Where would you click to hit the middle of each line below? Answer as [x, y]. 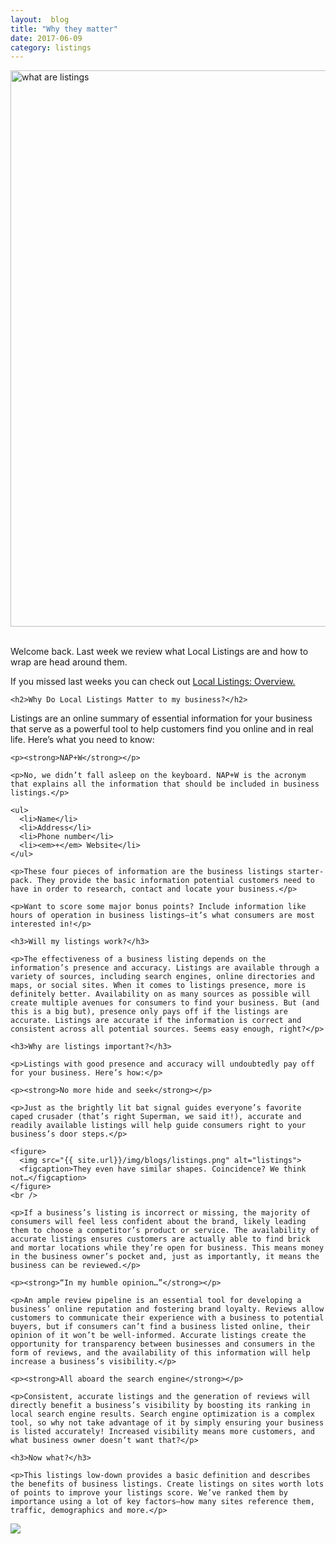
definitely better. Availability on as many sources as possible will [160, 994]
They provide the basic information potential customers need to [175, 881]
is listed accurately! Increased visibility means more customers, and [162, 1432]
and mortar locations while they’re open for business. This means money [167, 1248]
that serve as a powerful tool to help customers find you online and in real [162, 729]
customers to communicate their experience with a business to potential [167, 1318]
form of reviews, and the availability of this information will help [160, 1353]
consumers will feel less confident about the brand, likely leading [158, 1222]
